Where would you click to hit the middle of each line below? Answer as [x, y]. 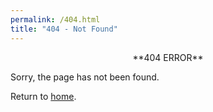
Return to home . [43, 96]
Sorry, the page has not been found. [85, 77]
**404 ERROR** [168, 57]
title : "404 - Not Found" [64, 29]
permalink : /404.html [55, 19]
